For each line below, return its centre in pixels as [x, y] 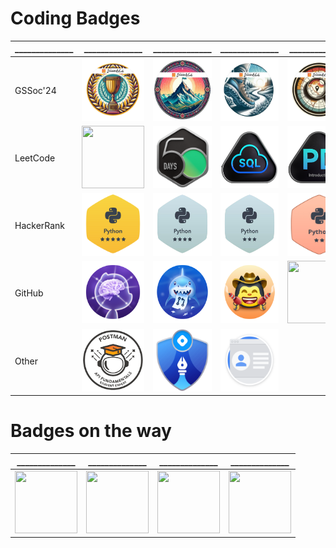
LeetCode [35, 158]
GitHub [29, 293]
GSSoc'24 [35, 90]
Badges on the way [91, 431]
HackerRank [40, 226]
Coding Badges [75, 18]
